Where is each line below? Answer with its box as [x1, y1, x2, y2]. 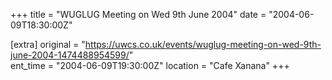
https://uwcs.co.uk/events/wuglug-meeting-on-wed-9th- [84, 39, 322, 50]
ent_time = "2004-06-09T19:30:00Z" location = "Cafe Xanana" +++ [10, 60, 290, 71]
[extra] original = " [10, 39, 86, 50]
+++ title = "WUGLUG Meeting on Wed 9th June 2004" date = [10, 9, 267, 20]
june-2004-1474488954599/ [10, 49, 130, 61]
